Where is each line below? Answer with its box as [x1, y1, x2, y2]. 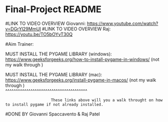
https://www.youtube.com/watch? [87, 20, 159, 26]
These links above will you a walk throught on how [50, 98, 163, 103]
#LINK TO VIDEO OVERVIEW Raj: [42, 25, 111, 32]
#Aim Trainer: [5, 41, 34, 47]
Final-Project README [5, 4, 102, 15]
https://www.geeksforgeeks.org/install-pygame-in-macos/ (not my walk [5, 77, 156, 83]
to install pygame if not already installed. [5, 102, 103, 107]
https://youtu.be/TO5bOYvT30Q [5, 31, 73, 37]
